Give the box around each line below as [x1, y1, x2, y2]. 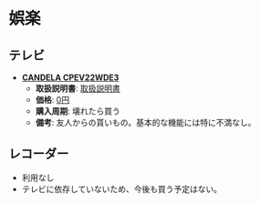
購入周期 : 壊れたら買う [35, 106, 120, 117]
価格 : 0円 [35, 95, 70, 105]
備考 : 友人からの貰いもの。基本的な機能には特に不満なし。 [35, 117, 256, 127]
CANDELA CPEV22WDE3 [21, 72, 120, 83]
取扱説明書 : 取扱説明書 [35, 83, 120, 94]
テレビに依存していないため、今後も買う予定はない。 [21, 183, 223, 194]
